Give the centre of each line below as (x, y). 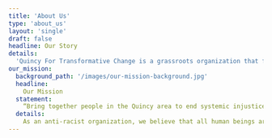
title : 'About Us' (39, 16)
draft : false (30, 39)
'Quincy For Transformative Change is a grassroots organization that (137, 62)
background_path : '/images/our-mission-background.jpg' (112, 76)
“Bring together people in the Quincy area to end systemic (126, 106)
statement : (34, 99)
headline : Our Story (43, 46)
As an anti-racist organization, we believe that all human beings (139, 122)
